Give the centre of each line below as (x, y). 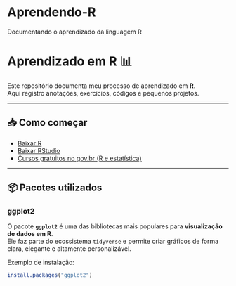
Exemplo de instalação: (41, 262)
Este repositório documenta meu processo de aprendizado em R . (101, 86)
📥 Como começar (47, 123)
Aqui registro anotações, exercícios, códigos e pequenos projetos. (103, 93)
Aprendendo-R (52, 12)
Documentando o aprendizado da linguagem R (74, 32)
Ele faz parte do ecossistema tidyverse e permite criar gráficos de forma (113, 241)
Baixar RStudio (39, 150)
